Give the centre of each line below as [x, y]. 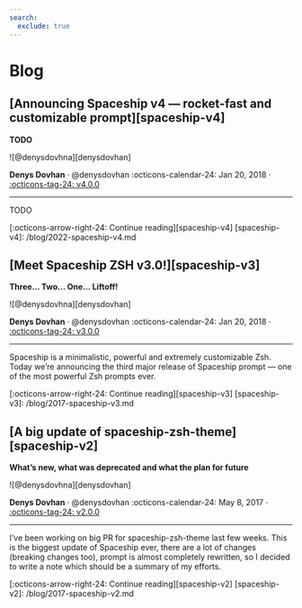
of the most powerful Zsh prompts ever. [83, 377]
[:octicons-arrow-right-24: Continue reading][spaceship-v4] [121, 227]
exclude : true [44, 26]
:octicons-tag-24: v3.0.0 [55, 331]
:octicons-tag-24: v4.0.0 [55, 184]
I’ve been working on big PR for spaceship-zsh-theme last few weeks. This [148, 538]
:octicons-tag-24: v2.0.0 [55, 512]
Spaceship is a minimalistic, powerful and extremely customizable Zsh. [140, 358]
